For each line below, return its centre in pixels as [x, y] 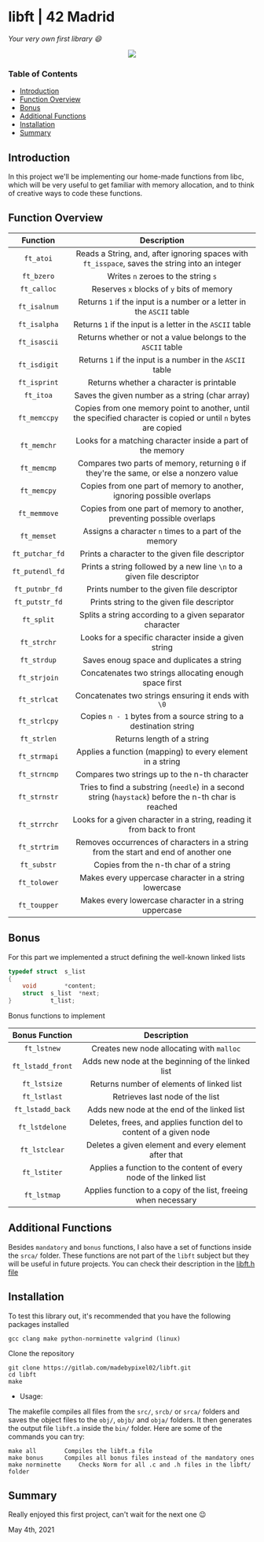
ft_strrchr [38, 824]
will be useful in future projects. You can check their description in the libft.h [132, 1263]
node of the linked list [166, 1177]
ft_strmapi [38, 756]
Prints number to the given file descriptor [162, 589]
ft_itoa [38, 395]
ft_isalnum [38, 306]
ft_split [38, 619]
